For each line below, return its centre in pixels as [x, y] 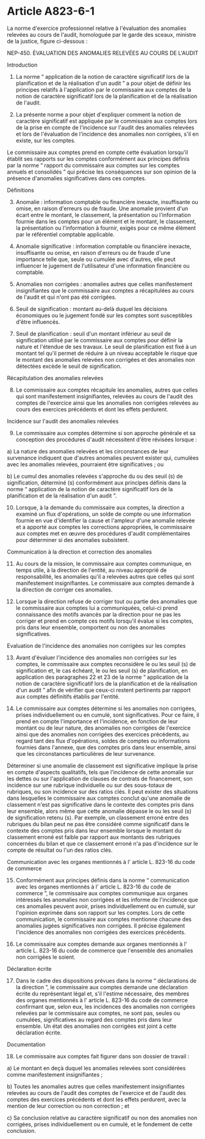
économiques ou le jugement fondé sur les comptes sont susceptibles [104, 315]
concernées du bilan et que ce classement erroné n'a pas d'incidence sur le [103, 843]
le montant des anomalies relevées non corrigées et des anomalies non [105, 359]
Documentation [26, 1044]
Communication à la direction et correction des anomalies [79, 552]
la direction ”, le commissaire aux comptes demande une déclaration [102, 987]
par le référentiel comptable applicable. [65, 234]
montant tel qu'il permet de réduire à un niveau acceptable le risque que [106, 353]
